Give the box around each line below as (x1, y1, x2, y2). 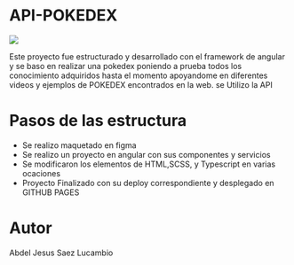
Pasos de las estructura (9, 111, 187, 131)
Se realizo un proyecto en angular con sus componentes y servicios (21, 149, 271, 160)
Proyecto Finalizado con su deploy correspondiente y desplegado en (21, 177, 274, 188)
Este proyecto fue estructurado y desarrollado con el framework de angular (9, 51, 286, 62)
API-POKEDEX (9, 5, 118, 26)
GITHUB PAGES (21, 187, 80, 198)
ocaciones (21, 168, 60, 178)
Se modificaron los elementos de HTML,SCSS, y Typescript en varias (21, 159, 276, 169)
